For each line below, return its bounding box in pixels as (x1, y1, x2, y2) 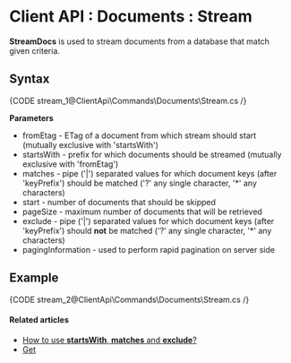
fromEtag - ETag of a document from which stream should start (21, 130, 257, 141)
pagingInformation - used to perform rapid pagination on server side (21, 244, 276, 255)
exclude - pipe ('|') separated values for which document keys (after (21, 215, 275, 226)
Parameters (9, 112, 54, 123)
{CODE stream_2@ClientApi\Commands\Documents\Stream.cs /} (9, 294, 250, 305)
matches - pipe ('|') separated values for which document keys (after (21, 168, 278, 178)
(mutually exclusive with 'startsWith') (21, 139, 159, 150)
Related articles (9, 315, 69, 325)
